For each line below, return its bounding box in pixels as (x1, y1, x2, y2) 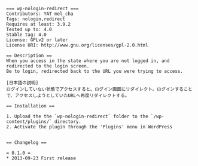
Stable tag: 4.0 (6, 32, 47, 38)
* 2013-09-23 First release (6, 155, 77, 161)
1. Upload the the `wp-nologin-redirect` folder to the (6, 113, 148, 119)
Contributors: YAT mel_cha (6, 11, 74, 17)
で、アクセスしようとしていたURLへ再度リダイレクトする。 (6, 93, 130, 99)
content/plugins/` (6, 119, 52, 125)
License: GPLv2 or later (6, 37, 68, 43)
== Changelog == (6, 140, 47, 146)
